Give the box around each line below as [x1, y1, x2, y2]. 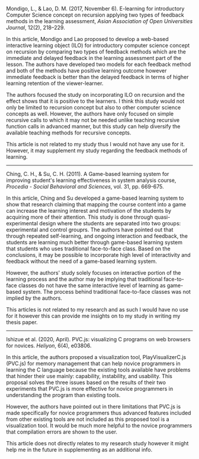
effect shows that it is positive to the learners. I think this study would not [6, 98, 185, 105]
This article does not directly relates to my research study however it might [6, 440, 189, 447]
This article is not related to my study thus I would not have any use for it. [6, 141, 185, 147]
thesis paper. [6, 319, 38, 326]
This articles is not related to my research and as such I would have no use [6, 306, 188, 313]
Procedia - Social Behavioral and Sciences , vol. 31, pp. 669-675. [6, 183, 164, 190]
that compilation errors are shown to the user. [6, 428, 117, 435]
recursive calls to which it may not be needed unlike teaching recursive [6, 117, 179, 124]
